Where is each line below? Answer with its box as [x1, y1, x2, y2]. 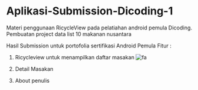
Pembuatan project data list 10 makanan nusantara [6, 30, 132, 37]
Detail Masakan [14, 65, 54, 73]
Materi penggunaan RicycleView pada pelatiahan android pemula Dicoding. [6, 24, 193, 31]
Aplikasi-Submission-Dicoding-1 [6, 4, 173, 18]
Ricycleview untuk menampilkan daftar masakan [14, 53, 135, 61]
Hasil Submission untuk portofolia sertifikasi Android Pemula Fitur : [6, 42, 172, 49]
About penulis [14, 77, 50, 84]
